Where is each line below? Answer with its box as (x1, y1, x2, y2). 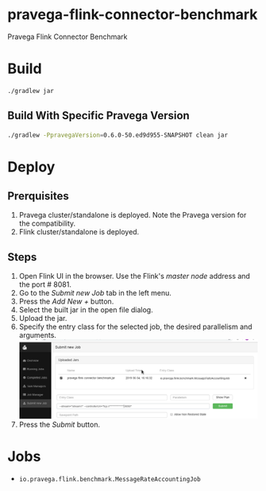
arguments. (18, 331, 57, 340)
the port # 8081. (18, 280, 72, 289)
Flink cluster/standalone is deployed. (18, 227, 140, 237)
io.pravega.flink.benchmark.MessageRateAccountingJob (18, 475, 201, 484)
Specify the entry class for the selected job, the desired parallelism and (18, 322, 253, 331)
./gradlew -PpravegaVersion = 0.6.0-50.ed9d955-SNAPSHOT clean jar (7, 131, 228, 139)
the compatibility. (18, 218, 76, 228)
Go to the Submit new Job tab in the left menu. (18, 288, 172, 298)
